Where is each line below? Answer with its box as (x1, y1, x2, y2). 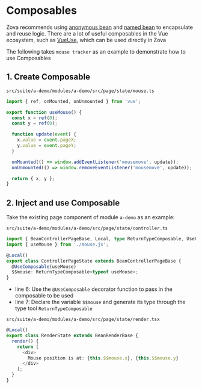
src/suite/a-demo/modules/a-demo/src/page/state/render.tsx (6, 317, 161, 323)
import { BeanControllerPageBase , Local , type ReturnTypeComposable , (6, 236, 185, 242)
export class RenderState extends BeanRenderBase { (6, 332, 138, 339)
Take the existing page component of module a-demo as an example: (6, 214, 175, 221)
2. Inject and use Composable (6, 198, 120, 208)
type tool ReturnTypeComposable (14, 305, 93, 312)
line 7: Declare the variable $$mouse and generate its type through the (14, 299, 186, 306)
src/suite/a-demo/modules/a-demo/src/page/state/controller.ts (6, 225, 168, 232)
